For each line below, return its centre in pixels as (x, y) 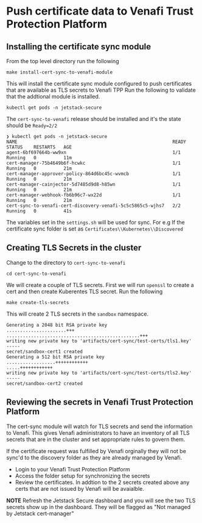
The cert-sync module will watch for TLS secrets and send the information (99, 426)
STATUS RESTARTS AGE (39, 147)
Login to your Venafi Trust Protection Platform (72, 469)
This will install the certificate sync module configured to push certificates (99, 84)
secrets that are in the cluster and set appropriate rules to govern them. (96, 439)
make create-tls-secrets (38, 302)
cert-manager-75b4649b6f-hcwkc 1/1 (94, 163)
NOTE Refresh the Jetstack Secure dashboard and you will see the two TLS (101, 500)
